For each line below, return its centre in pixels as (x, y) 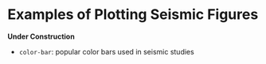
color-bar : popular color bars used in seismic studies (106, 51)
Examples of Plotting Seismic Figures (133, 15)
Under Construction (41, 36)
